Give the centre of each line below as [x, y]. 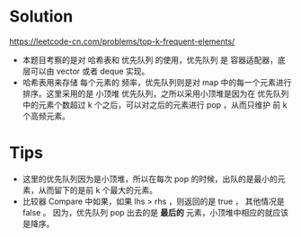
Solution [41, 17]
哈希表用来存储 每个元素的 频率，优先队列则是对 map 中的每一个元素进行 [157, 82]
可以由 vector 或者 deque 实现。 [90, 71]
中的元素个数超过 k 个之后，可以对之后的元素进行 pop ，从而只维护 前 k [155, 104]
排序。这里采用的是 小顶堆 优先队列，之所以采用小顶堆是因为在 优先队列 [155, 93]
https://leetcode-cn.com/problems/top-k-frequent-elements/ [122, 41]
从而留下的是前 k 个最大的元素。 [98, 189]
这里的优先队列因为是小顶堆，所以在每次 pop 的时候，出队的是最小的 [150, 179]
